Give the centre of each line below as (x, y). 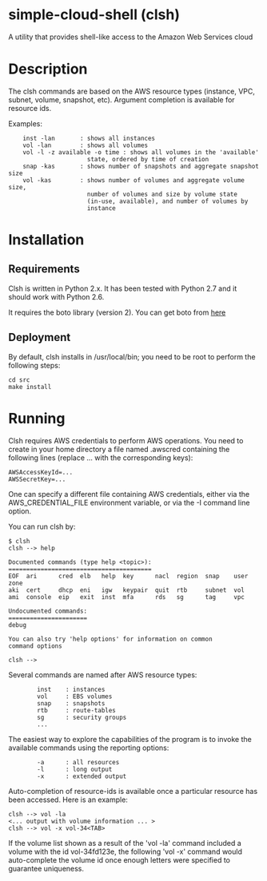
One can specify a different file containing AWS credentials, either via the (129, 494)
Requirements (44, 269)
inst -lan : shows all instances (89, 138)
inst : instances (71, 689)
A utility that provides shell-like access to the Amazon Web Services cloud (131, 37)
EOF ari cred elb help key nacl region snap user (128, 576)
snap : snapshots (71, 703)
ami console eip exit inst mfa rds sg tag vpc (127, 597)
